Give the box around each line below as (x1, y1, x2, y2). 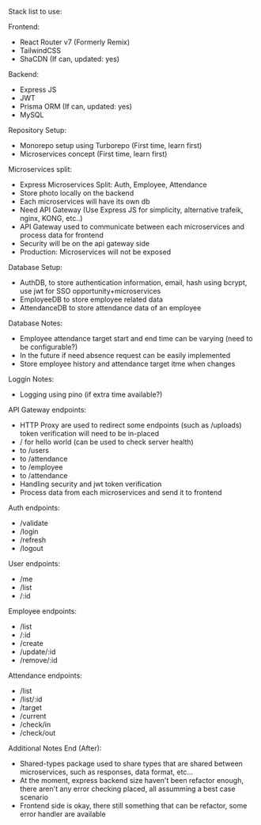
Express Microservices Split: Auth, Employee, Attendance (19, 180, 207, 189)
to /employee (19, 462, 63, 472)
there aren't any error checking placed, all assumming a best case (19, 784, 236, 793)
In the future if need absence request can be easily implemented (19, 351, 231, 359)
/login (19, 527, 39, 536)
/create (19, 639, 43, 648)
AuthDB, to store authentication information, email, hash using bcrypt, (19, 278, 248, 287)
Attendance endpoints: (8, 671, 83, 680)
